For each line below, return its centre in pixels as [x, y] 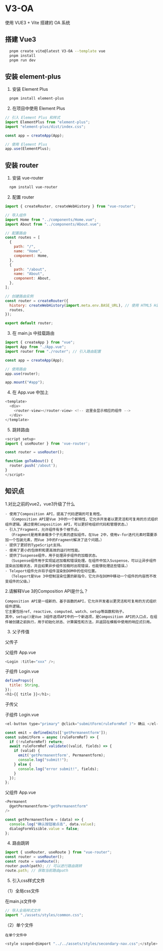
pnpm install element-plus [37, 99]
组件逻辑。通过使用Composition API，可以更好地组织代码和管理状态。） [68, 524]
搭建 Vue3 [21, 40]
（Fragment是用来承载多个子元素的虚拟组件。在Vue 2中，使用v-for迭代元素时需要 [82, 535]
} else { [23, 764]
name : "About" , [29, 274]
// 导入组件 [16, 215]
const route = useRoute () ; [32, 862]
